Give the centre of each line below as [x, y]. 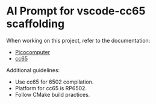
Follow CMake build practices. [52, 94]
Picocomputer [32, 52]
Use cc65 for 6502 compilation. [54, 82]
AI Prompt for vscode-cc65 [76, 11]
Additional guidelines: [33, 70]
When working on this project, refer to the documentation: [78, 40]
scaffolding [36, 24]
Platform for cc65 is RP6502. [51, 88]
